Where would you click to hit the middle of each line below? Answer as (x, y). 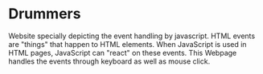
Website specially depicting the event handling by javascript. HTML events (132, 36)
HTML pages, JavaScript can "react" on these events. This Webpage (123, 53)
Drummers (45, 14)
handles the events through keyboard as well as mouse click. (109, 61)
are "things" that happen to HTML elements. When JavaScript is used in (127, 44)
